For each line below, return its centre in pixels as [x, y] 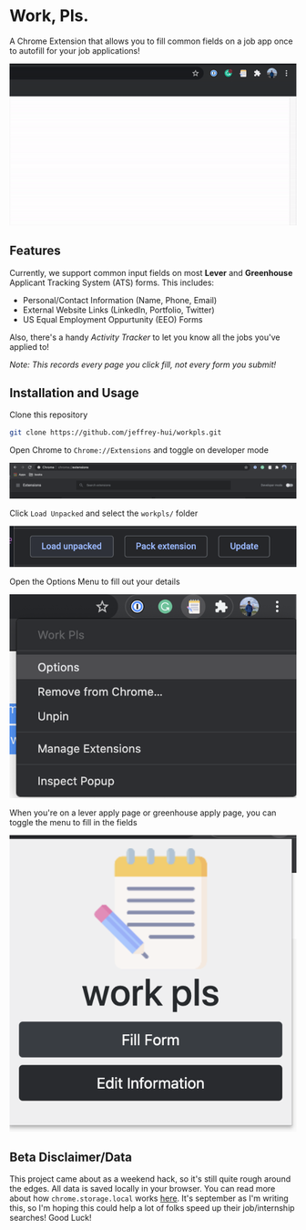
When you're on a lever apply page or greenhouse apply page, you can [143, 813]
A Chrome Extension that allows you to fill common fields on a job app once [151, 41]
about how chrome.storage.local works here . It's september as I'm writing [149, 1198]
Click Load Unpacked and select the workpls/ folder [104, 513]
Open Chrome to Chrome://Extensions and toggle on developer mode [139, 450]
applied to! [30, 346]
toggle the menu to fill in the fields [74, 823]
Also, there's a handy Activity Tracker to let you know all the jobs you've [145, 337]
